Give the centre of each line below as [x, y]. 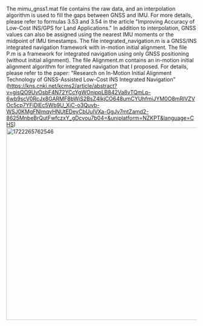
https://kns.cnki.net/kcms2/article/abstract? [63, 86]
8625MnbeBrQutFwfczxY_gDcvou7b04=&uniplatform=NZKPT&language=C [100, 118]
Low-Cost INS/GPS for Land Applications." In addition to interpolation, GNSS [101, 28]
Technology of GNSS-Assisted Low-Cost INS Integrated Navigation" [91, 79]
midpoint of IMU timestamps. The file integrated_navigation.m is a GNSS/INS [101, 41]
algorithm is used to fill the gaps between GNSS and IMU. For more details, [99, 15]
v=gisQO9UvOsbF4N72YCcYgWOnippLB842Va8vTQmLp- [79, 92]
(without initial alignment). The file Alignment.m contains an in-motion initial [100, 60]
